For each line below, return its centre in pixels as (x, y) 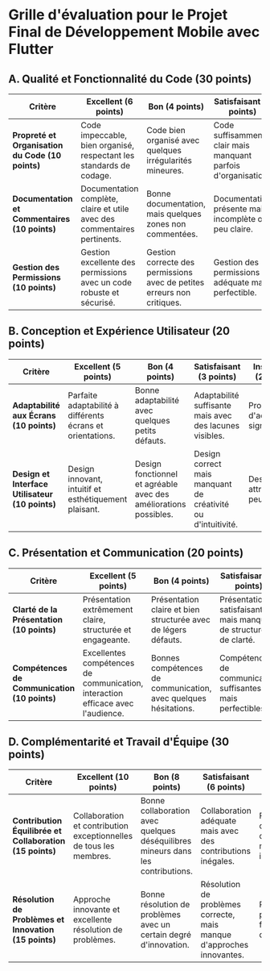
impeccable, (104, 135)
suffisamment (239, 135)
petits (146, 431)
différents (86, 415)
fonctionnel (157, 473)
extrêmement (108, 609)
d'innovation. (165, 945)
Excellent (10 (103, 777)
